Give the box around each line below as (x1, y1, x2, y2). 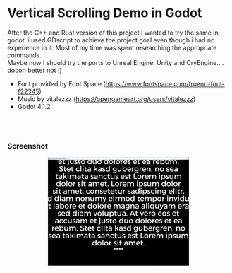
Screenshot (7, 141, 48, 151)
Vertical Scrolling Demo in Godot (7, 5, 202, 21)
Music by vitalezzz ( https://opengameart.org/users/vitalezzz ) (17, 94, 196, 103)
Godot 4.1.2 (17, 102, 51, 110)
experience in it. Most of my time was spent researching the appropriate (7, 43, 217, 52)
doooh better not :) (7, 66, 62, 74)
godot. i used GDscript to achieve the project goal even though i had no (7, 35, 215, 44)
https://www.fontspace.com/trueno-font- (105, 79, 225, 88)
